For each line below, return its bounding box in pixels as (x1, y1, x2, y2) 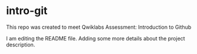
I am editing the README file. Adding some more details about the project (6, 35, 185, 42)
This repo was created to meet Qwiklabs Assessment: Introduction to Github (6, 23, 192, 31)
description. (6, 41, 35, 48)
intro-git (6, 4, 48, 18)
